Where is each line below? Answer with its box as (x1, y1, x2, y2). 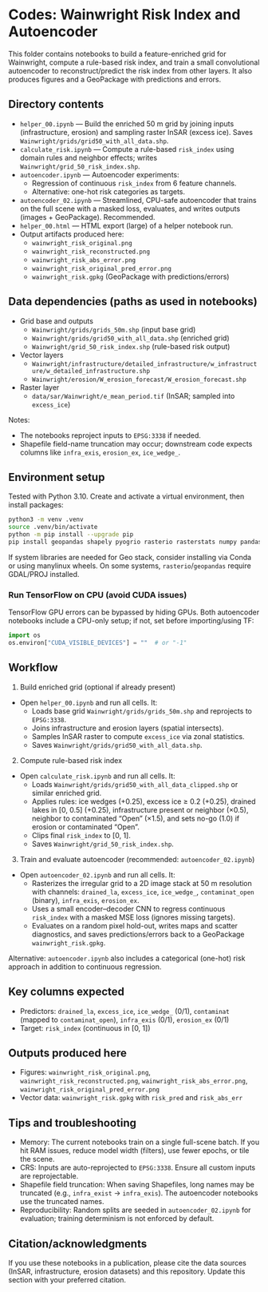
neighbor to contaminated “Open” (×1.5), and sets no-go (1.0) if (31, 813, 240, 823)
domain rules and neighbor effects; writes (19, 153, 158, 162)
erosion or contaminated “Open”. (31, 821, 140, 832)
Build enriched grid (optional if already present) (19, 682, 176, 692)
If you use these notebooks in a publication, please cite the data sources (8, 1258, 247, 1267)
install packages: (8, 500, 64, 510)
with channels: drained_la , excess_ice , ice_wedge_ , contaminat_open (31, 887, 254, 896)
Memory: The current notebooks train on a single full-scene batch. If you (19, 1137, 260, 1147)
